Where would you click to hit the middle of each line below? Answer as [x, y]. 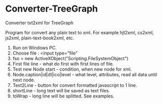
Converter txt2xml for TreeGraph [39, 23]
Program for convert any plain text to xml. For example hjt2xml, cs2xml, [80, 32]
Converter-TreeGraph [52, 9]
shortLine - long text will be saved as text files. [61, 90]
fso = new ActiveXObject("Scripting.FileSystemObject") [70, 58]
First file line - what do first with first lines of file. [63, 64]
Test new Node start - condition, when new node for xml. [72, 69]
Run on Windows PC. [35, 47]
